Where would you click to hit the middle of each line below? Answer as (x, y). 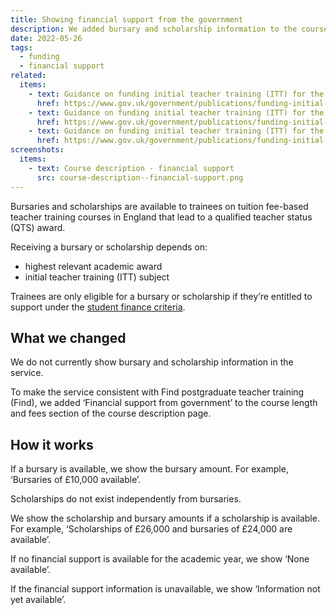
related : (28, 76)
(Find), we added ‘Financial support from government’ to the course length (164, 403)
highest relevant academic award (93, 266)
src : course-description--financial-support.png (140, 177)
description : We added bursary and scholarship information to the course (169, 29)
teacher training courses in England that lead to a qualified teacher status (161, 217)
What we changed (68, 337)
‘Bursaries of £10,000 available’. (76, 480)
